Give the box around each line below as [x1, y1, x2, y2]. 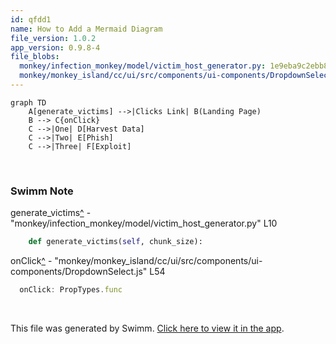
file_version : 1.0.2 [10, 33, 97, 43]
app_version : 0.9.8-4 [10, 42, 101, 53]
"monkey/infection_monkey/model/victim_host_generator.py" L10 [10, 217, 278, 230]
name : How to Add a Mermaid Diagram [10, 24, 163, 34]
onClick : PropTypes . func [19, 285, 123, 295]
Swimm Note [10, 184, 74, 198]
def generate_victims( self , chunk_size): [28, 237, 203, 247]
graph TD [10, 97, 47, 108]
